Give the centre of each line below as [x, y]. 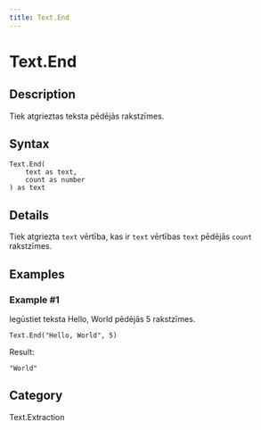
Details [29, 215]
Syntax [29, 144]
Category [36, 396]
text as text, [51, 172]
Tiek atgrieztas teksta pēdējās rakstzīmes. [87, 116]
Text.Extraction [37, 417]
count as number [56, 180]
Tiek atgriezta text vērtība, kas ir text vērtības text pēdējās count [130, 236]
